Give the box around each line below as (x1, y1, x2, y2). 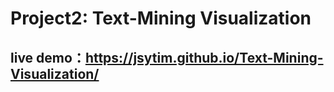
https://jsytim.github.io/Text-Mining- (84, 49, 324, 66)
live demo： (10, 49, 86, 66)
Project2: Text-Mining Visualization (10, 7, 312, 30)
